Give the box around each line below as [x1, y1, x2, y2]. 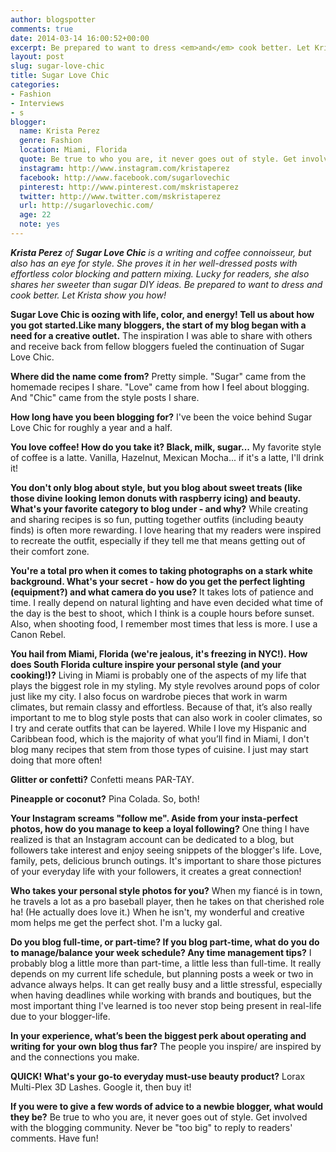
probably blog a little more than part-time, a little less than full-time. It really [10, 957, 322, 969]
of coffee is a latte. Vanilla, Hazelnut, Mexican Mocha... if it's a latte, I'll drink [10, 451, 325, 463]
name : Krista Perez [19, 126, 101, 136]
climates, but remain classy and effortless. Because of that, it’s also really [10, 701, 313, 713]
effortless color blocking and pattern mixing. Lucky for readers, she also [10, 267, 310, 280]
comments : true [10, 24, 74, 34]
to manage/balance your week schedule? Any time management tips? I [10, 946, 312, 958]
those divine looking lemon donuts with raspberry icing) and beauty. [10, 492, 301, 504]
